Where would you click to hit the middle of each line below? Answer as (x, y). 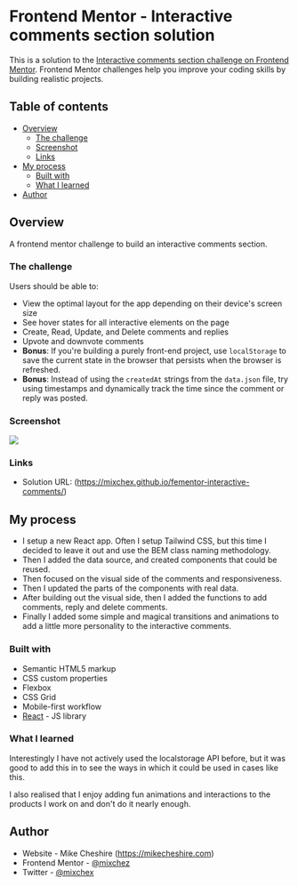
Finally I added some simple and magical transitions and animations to (150, 616)
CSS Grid (39, 697)
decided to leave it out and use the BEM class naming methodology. (146, 551)
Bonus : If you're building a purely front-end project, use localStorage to (154, 350)
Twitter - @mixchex (58, 872)
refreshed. (41, 369)
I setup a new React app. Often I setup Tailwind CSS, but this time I (144, 541)
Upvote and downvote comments (83, 341)
